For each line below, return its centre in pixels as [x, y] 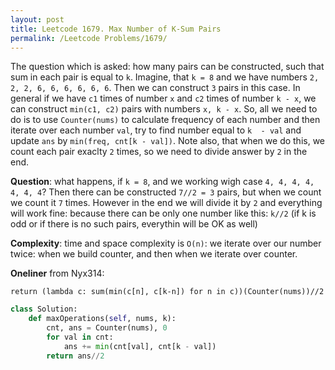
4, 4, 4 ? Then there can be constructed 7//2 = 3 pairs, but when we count [166, 192]
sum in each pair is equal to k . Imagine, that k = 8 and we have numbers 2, [165, 77]
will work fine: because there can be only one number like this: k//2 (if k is [163, 213]
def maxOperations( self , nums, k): [102, 319]
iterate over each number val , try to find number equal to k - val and [156, 130]
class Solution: [44, 309]
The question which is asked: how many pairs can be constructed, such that [167, 67]
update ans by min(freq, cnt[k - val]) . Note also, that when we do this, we [168, 141]
